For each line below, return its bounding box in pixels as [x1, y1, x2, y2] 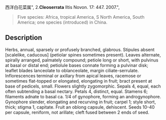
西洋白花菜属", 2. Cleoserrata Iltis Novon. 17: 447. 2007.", [5, 4, 120, 10]
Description [5, 33, 42, 42]
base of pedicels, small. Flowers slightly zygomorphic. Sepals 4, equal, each [5, 83, 161, 89]
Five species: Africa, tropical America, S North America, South [17, 14, 145, 20]
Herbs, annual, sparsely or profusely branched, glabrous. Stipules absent [5, 46, 155, 53]
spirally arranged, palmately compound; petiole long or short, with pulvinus [5, 57, 159, 63]
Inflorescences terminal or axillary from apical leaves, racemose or [5, 73, 141, 79]
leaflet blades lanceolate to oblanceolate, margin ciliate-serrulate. [5, 67, 139, 73]
